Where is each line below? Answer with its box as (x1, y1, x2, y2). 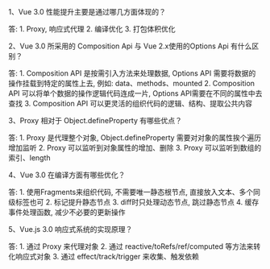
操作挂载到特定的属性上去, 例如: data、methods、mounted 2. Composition (8, 79, 255, 88)
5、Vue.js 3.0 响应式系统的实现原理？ (8, 225, 133, 234)
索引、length (8, 153, 51, 163)
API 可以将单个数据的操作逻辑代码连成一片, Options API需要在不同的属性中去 (8, 89, 263, 98)
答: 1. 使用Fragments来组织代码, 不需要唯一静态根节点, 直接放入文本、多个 (8, 188, 254, 197)
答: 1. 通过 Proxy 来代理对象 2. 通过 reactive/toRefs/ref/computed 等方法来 (8, 242, 254, 251)
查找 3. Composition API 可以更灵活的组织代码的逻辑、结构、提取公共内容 (8, 99, 252, 108)
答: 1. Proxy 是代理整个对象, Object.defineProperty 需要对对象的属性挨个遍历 (8, 133, 262, 143)
